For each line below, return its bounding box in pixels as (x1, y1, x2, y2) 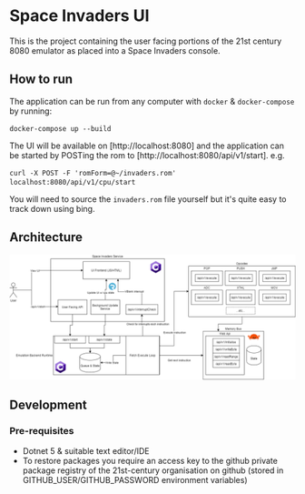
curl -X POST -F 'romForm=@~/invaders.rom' (9, 168, 177, 177)
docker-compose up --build (9, 124, 112, 133)
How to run (9, 72, 74, 87)
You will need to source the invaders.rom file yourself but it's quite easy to (9, 193, 288, 205)
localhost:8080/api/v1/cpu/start (9, 177, 136, 187)
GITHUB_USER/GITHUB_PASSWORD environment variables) (22, 474, 248, 485)
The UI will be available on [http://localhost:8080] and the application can (9, 140, 284, 151)
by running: (9, 106, 53, 116)
